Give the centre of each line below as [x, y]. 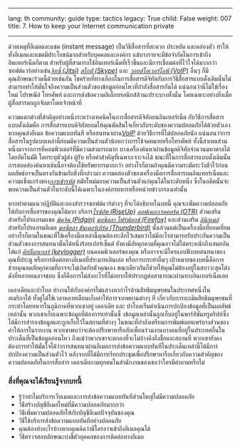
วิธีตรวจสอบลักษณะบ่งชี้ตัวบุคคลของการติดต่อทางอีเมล [81, 437]
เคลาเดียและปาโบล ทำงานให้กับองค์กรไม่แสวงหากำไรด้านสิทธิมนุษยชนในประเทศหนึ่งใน [109, 290]
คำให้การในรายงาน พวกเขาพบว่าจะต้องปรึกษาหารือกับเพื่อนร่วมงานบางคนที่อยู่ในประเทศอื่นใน [117, 330]
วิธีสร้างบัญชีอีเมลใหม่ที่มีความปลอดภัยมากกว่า [71, 404]
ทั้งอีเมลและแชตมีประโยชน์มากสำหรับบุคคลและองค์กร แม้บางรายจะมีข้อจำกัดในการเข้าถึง [109, 55]
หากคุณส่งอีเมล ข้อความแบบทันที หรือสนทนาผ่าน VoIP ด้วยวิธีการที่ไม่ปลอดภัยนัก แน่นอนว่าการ [119, 133]
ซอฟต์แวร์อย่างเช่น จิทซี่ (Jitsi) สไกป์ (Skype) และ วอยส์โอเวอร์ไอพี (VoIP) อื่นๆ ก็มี [109, 71]
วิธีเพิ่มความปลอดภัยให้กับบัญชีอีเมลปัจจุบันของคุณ [76, 413]
